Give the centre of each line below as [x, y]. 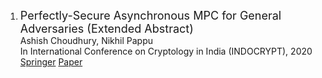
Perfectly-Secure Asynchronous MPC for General [150, 16]
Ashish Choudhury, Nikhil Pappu [86, 40]
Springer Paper [51, 62]
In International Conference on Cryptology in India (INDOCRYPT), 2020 [166, 51]
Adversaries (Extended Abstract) [106, 29]
